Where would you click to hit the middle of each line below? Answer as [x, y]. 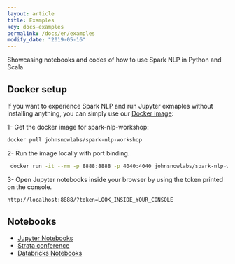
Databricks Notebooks [50, 253]
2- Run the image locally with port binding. [69, 153]
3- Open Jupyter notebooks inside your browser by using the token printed [115, 179]
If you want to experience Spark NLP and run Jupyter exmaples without [110, 106]
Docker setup [37, 89]
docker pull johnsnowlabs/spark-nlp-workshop [74, 140]
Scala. [16, 67]
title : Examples [31, 20]
